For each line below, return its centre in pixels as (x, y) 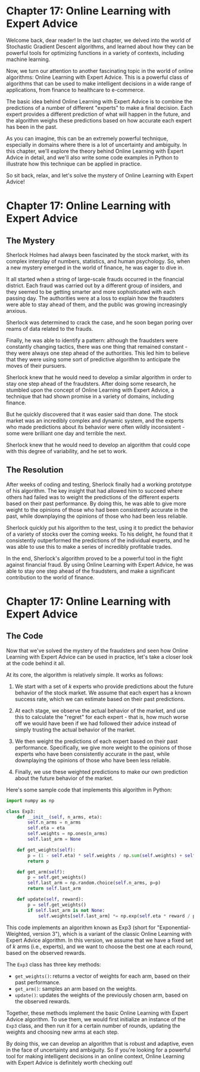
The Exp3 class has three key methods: (54, 964)
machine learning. (28, 59)
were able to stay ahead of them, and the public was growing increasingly (97, 304)
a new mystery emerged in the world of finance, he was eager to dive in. (95, 268)
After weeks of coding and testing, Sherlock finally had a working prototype (99, 484)
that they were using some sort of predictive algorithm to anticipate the (93, 359)
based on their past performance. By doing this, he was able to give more (96, 503)
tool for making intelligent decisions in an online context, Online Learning (95, 1056)
